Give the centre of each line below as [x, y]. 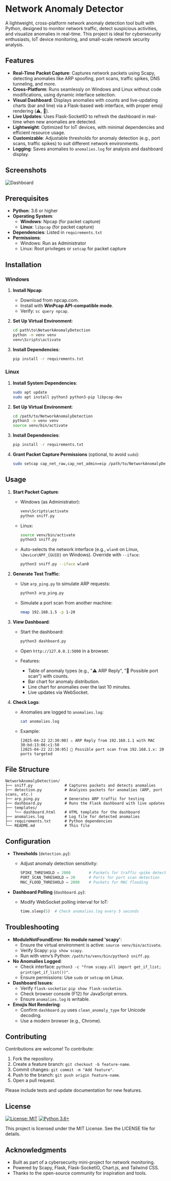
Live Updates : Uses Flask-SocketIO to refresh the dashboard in [79, 116]
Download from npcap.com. [49, 300]
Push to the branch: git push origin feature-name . [66, 1075]
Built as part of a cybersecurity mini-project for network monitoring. [84, 1162]
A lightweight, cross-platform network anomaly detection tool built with [80, 23]
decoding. [31, 1015]
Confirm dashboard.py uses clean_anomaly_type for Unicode [83, 1010]
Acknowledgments [36, 1150]
